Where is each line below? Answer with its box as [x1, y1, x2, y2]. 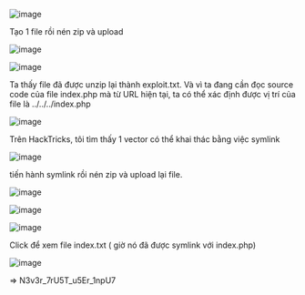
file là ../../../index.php [9, 98, 91, 109]
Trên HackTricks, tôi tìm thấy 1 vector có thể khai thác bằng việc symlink [9, 134, 280, 145]
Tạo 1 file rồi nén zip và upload [9, 26, 124, 36]
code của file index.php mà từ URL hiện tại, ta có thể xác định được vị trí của [9, 89, 296, 99]
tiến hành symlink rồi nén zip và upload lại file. [9, 169, 183, 179]
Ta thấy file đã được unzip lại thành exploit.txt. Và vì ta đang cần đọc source [9, 79, 294, 90]
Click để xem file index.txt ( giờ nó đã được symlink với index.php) [9, 239, 257, 250]
